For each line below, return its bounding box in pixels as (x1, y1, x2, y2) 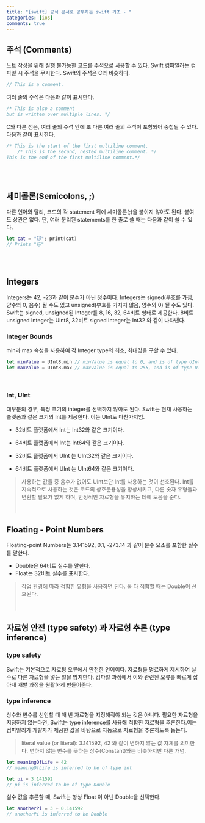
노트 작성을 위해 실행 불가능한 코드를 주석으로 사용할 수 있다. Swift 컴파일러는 (6, 62, 190, 69)
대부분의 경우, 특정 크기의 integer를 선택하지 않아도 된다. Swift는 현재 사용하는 (6, 405, 193, 413)
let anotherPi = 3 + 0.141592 (6, 805, 84, 812)
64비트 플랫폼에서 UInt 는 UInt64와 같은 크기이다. (15, 465, 134, 473)
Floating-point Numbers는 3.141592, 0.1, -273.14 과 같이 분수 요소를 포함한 (6, 541, 187, 548)
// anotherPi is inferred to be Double (6, 811, 108, 818)
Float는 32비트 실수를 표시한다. (15, 569, 90, 577)
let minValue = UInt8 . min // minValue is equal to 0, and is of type (6, 359, 187, 365)
